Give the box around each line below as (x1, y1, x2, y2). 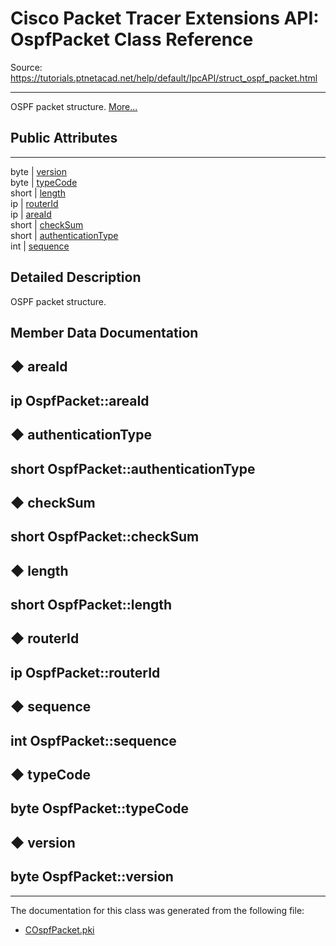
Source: (10, 61, 43, 73)
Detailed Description (10, 269, 142, 286)
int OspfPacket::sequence (10, 732, 177, 749)
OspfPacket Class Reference (10, 28, 254, 51)
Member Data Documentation (10, 324, 199, 341)
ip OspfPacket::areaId (10, 392, 150, 409)
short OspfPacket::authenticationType (10, 460, 256, 477)
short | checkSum (10, 218, 84, 231)
